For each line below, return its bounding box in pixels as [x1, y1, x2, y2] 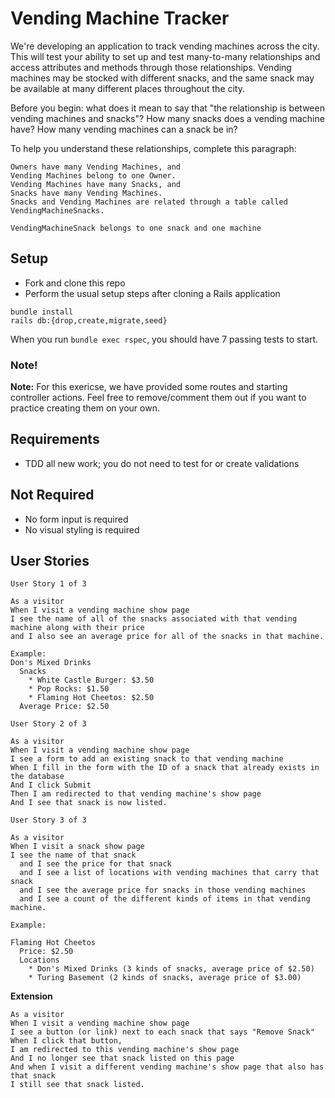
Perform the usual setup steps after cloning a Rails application [24, 287, 281, 299]
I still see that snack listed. [10, 1080, 145, 1090]
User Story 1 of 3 [10, 579, 87, 589]
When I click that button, [10, 1036, 123, 1046]
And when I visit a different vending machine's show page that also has [10, 1062, 325, 1072]
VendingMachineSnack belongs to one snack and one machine [10, 223, 262, 233]
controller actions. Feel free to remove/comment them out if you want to [10, 392, 307, 404]
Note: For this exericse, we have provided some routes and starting [10, 381, 288, 393]
